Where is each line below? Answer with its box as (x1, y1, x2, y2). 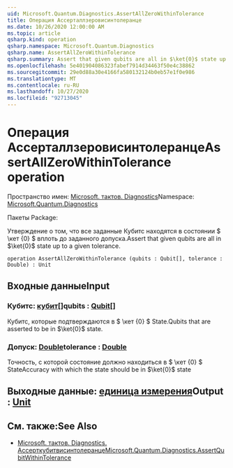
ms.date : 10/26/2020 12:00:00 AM (7, 23, 105, 30)
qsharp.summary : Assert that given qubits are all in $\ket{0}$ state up (7, 56, 227, 63)
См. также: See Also (7, 420, 98, 432)
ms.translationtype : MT (7, 75, 77, 82)
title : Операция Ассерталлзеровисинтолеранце (7, 17, 142, 24)
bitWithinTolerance (17, 453, 72, 462)
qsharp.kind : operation (7, 36, 77, 43)
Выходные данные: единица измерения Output (7, 386, 224, 397)
